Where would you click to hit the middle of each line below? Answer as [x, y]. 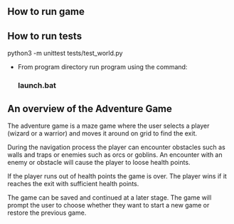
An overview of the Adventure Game [90, 109]
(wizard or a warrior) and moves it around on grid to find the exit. [102, 133]
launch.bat [37, 86]
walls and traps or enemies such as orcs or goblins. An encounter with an [115, 154]
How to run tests [45, 36]
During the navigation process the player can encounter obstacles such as [116, 147]
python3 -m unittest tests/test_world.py [65, 54]
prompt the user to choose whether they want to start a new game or [108, 205]
